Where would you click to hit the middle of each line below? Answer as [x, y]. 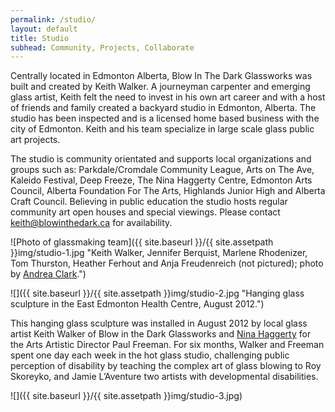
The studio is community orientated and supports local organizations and [161, 159]
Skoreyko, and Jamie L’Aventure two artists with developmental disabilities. [164, 377]
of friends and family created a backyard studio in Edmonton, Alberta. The [163, 108]
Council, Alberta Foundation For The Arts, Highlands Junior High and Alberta [168, 191]
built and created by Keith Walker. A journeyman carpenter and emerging [160, 87]
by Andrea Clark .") [48, 274]
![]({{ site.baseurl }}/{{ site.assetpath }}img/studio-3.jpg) [126, 396]
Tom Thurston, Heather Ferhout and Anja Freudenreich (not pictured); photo [167, 263]
